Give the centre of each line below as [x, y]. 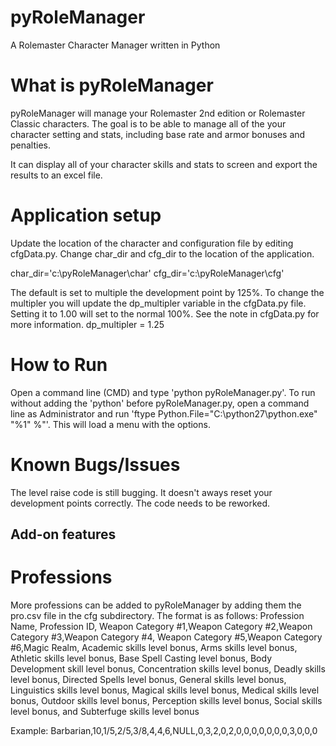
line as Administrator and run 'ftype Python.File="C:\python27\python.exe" [164, 413]
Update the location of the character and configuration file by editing [152, 243]
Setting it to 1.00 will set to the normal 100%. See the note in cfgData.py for [165, 313]
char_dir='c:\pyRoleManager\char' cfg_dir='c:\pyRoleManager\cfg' [147, 273]
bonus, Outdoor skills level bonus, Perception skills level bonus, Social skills [166, 701]
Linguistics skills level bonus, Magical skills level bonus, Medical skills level [165, 690]
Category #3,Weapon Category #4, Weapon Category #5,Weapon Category [166, 637]
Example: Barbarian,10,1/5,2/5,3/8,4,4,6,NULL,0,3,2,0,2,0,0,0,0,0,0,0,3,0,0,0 [164, 731]
